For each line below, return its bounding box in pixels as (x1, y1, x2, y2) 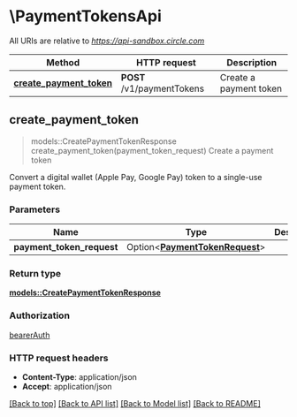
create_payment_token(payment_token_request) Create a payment (30, 145, 274, 155)
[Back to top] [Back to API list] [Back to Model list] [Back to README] (9, 398, 261, 408)
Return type (9, 267, 62, 279)
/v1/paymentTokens (120, 82, 205, 95)
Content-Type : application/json (21, 371, 137, 382)
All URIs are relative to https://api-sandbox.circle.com (9, 35, 205, 46)
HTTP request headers (9, 352, 109, 364)
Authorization (9, 309, 71, 322)
